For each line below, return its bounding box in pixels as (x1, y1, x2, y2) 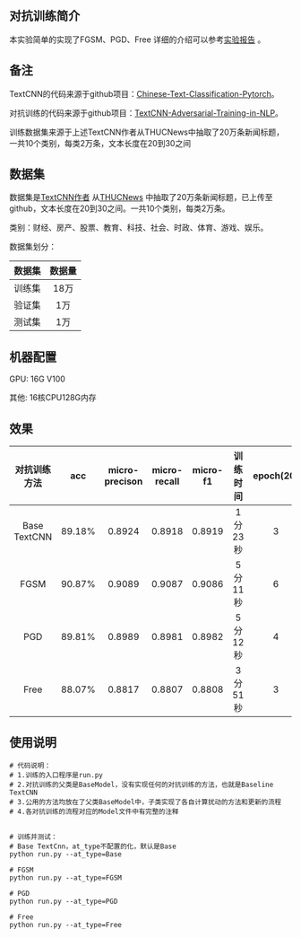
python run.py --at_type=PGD (9, 897, 118, 906)
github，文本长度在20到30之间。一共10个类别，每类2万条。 (9, 203, 230, 214)
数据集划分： (9, 241, 56, 252)
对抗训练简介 (9, 8, 81, 24)
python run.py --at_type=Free (9, 920, 123, 929)
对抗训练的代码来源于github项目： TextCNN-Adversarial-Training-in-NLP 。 (9, 107, 284, 118)
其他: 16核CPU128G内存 (9, 392, 97, 403)
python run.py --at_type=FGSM (9, 873, 123, 882)
